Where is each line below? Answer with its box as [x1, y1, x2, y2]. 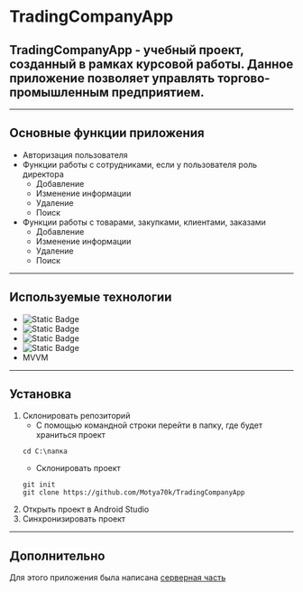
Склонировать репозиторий [22, 411, 131, 421]
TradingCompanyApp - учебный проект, [9, 42, 244, 58]
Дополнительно [9, 548, 106, 563]
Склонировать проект [35, 463, 122, 474]
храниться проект [35, 430, 106, 440]
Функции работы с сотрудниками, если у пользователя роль [22, 159, 258, 170]
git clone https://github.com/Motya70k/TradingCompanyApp [22, 488, 245, 497]
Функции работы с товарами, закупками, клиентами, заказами [22, 217, 266, 227]
